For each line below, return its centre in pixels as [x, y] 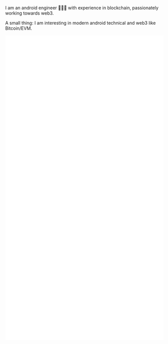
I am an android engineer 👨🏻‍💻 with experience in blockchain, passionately [82, 8]
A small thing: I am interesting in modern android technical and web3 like [80, 23]
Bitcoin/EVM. [19, 28]
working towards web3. [30, 13]
